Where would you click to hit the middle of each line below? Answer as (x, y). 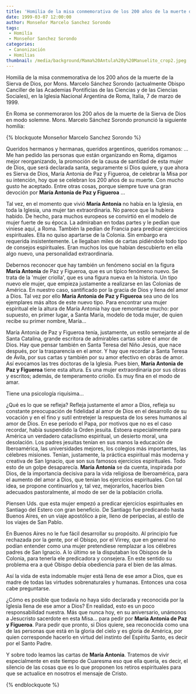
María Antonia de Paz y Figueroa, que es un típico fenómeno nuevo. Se (92, 271)
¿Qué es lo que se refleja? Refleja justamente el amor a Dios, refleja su (90, 404)
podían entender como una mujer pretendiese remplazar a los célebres (91, 546)
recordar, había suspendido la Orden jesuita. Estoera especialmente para (93, 430)
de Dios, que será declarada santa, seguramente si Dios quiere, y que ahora (97, 167)
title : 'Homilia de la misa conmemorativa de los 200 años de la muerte (96, 11)
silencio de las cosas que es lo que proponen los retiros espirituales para (94, 667)
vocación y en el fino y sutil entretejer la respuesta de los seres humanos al (97, 417)
